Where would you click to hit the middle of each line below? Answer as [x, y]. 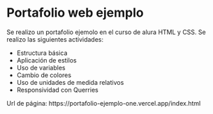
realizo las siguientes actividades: [55, 39]
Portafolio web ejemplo [75, 13]
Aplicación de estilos [47, 60]
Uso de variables [41, 67]
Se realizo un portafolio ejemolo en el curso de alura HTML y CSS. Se [106, 32]
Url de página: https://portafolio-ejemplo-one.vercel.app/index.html [104, 103]
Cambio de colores [44, 75]
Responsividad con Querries [57, 90]
